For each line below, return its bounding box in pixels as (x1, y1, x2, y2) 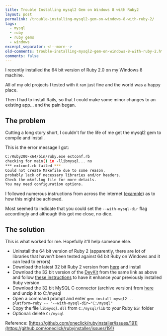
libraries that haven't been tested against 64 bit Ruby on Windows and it (12, 254, 161, 260)
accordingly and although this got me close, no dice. (5, 211, 113, 217)
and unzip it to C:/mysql (12, 290, 61, 296)
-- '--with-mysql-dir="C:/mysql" (44, 301, 113, 306)
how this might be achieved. (5, 196, 63, 202)
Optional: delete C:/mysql (12, 311, 65, 317)
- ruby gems (9, 35, 35, 40)
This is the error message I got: (5, 144, 70, 150)
